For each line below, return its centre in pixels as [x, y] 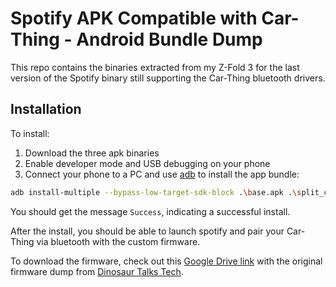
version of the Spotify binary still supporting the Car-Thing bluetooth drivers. [168, 78]
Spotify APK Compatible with [134, 18]
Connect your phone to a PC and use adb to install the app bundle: [162, 174]
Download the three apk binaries [92, 153]
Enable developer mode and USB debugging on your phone [147, 163]
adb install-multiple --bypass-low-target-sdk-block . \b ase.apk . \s [156, 192]
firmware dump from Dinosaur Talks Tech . [97, 271]
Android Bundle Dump [169, 39]
